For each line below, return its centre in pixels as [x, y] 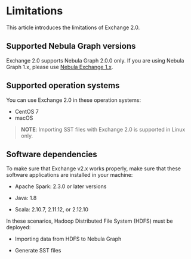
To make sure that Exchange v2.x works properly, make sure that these [93, 168]
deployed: [19, 227]
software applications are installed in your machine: [70, 175]
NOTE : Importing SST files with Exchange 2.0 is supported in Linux [103, 129]
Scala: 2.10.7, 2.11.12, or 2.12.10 [51, 210]
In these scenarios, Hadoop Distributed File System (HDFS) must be [90, 221]
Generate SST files [38, 251]
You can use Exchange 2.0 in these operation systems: [74, 100]
